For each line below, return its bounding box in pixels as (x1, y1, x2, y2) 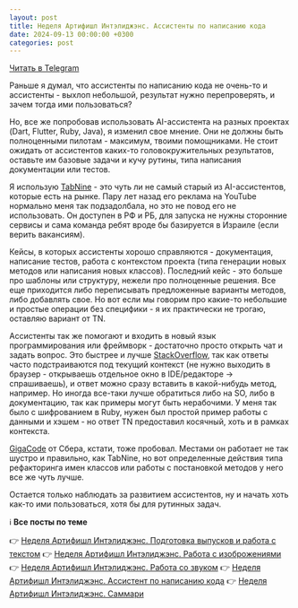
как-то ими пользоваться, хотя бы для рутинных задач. (9, 499, 222, 509)
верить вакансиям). (9, 230, 85, 240)
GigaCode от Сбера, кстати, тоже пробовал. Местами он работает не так (9, 443, 289, 454)
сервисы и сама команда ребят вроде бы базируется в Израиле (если (9, 220, 279, 230)
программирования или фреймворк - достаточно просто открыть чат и (9, 340, 284, 351)
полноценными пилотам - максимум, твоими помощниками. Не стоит (9, 135, 279, 146)
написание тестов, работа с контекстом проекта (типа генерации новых (9, 256, 286, 267)
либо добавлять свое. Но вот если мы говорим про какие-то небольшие (9, 294, 288, 305)
